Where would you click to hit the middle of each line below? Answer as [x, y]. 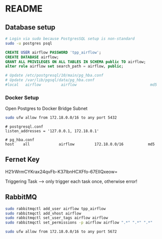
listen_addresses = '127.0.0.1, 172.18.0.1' [52, 131]
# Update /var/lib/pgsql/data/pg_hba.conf [50, 80]
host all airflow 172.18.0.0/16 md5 [80, 144]
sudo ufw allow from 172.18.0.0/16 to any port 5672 [61, 232]
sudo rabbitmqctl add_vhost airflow [43, 213]
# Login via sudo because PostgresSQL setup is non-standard [70, 39]
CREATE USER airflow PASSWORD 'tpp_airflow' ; [53, 52]
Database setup [30, 27]
